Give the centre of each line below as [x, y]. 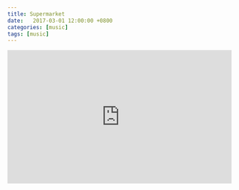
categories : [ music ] [38, 27]
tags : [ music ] [28, 34]
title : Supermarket [36, 14]
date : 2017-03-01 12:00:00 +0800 [60, 21]
